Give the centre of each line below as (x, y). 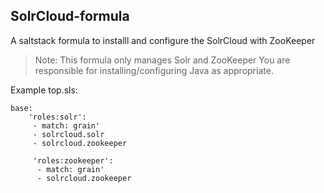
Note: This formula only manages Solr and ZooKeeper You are (162, 60)
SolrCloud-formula (70, 16)
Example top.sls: (44, 90)
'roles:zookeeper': (73, 160)
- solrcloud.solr (68, 134)
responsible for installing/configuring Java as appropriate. (154, 70)
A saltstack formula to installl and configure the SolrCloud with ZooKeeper (163, 40)
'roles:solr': (57, 117)
